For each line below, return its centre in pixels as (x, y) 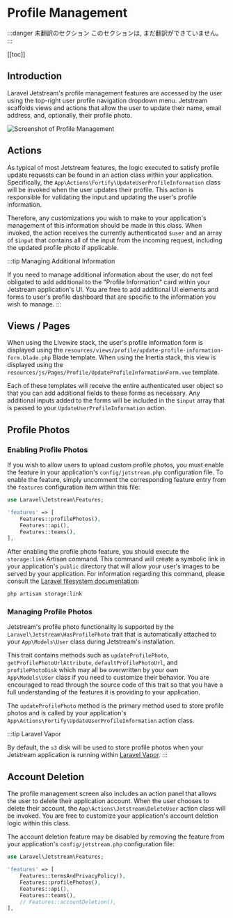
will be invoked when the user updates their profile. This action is (101, 189)
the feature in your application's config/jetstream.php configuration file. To (115, 472)
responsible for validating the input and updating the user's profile (102, 197)
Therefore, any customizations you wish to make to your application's (107, 218)
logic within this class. (39, 823)
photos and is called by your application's (67, 713)
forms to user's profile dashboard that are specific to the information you (112, 297)
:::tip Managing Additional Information (61, 261)
